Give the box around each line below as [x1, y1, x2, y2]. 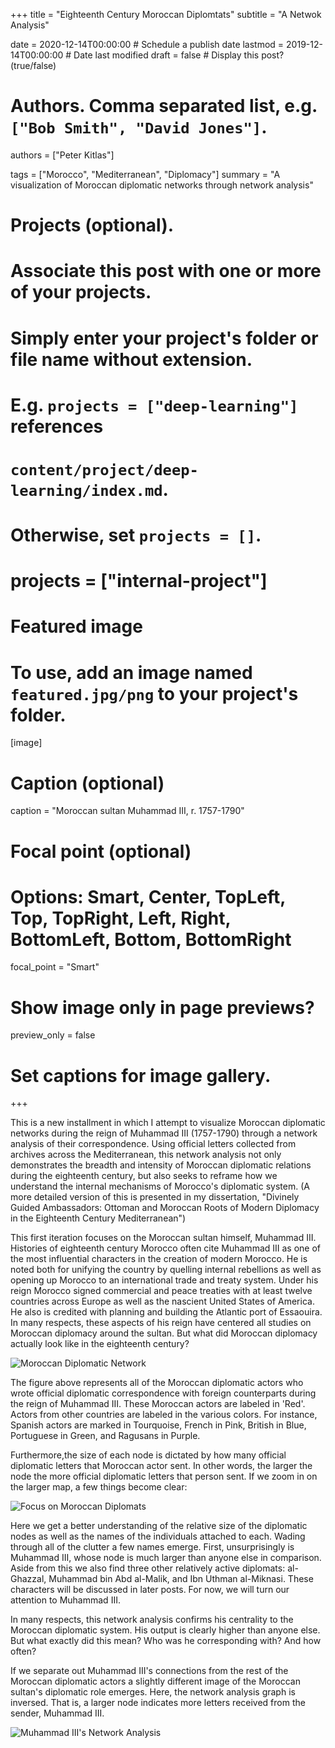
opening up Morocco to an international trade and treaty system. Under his [10, 1274, 319, 1286]
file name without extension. [10, 348, 253, 371]
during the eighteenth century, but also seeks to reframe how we [10, 1170, 278, 1182]
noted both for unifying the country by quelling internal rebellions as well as [10, 1264, 322, 1276]
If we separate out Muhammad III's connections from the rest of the [10, 1665, 289, 1677]
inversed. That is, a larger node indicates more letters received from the [10, 1697, 306, 1709]
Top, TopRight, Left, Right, [10, 907, 232, 929]
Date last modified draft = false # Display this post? [73, 49, 285, 61]
